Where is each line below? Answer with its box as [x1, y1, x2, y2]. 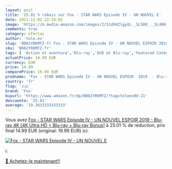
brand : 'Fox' [5, 88, 33, 94]
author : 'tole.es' [5, 36, 45, 41]
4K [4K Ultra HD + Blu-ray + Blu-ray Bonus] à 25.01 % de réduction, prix [13, 122, 165, 129]
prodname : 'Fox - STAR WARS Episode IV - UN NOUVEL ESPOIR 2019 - [5, 74, 155, 79]
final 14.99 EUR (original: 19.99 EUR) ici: [5, 128, 89, 134]
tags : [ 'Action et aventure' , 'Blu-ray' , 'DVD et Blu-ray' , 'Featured [5, 50, 155, 55]
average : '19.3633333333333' [5, 103, 68, 108]
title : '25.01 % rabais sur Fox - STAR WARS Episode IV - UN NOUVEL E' [5, 12, 161, 17]
